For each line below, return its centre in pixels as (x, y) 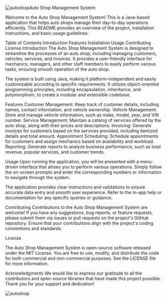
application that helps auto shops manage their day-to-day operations (77, 23)
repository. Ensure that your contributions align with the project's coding (79, 223)
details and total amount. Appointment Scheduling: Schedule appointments (82, 136)
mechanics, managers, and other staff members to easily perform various (81, 64)
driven (12, 167)
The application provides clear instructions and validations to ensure (75, 187)
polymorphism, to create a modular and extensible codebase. (68, 95)
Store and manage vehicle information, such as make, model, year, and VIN (82, 115)
